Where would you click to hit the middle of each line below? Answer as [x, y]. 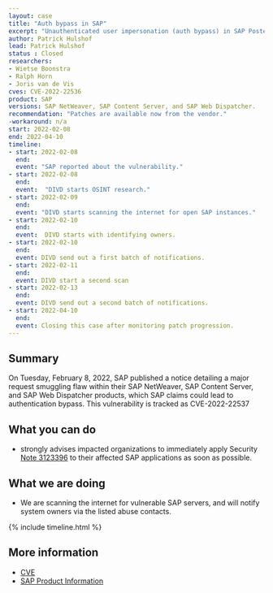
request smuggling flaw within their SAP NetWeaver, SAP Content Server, [131, 387]
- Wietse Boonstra [39, 69]
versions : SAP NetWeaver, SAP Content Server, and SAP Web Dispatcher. [132, 106]
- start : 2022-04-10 [43, 310]
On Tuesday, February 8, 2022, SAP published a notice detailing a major [129, 378]
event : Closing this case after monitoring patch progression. [125, 326]
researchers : [30, 62]
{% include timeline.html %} [55, 527]
